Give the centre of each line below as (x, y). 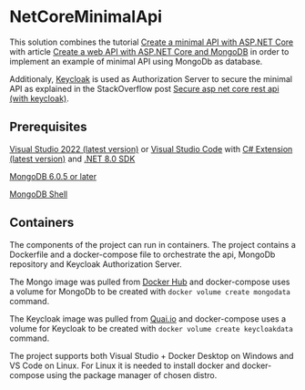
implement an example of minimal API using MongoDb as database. (136, 61)
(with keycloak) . (40, 98)
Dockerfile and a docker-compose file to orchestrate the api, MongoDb (142, 254)
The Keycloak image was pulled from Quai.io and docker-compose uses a (148, 318)
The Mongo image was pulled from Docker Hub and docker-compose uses (150, 282)
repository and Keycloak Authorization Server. (96, 264)
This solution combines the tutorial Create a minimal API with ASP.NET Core (152, 42)
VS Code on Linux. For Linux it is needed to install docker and (125, 365)
